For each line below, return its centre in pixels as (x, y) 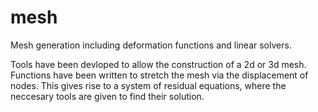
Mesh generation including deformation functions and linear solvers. (151, 45)
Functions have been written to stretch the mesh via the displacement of (159, 75)
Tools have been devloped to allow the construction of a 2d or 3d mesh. (158, 64)
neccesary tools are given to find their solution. (107, 96)
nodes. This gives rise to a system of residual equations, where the (148, 85)
